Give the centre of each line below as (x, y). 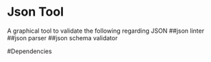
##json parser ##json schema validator (62, 37)
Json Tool (35, 12)
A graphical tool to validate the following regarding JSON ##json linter (105, 31)
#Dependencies (30, 51)
